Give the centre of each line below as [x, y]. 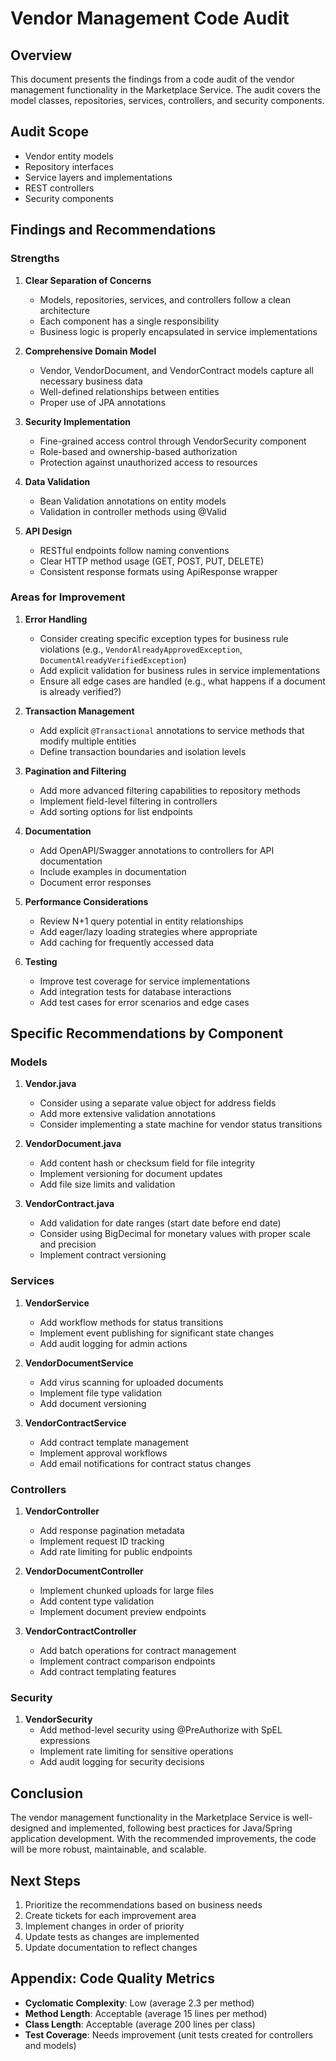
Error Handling [56, 619]
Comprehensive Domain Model [90, 351]
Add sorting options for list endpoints [116, 811]
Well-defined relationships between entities [129, 391]
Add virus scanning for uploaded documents [131, 1382]
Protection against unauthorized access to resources [148, 462]
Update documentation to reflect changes [111, 1947]
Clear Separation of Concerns [88, 280]
